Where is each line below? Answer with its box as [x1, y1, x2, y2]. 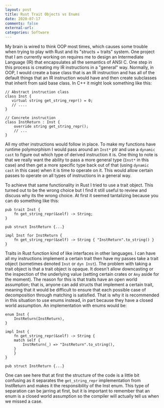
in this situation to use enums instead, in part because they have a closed [5, 297, 153, 303]
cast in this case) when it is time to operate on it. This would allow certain [5, 168, 153, 173]
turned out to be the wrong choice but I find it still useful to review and [5, 187, 147, 193]
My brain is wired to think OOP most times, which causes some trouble [5, 44, 148, 49]
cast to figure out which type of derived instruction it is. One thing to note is [5, 152, 158, 157]
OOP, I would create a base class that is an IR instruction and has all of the [5, 70, 155, 75]
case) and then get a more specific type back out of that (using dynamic [5, 162, 149, 168]
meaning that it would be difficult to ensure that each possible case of [5, 287, 146, 292]
